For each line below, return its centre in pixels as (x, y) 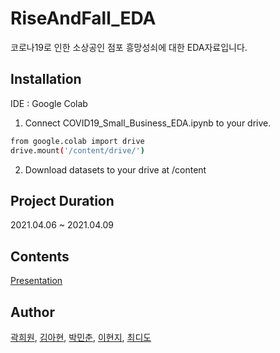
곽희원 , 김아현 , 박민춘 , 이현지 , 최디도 (81, 337)
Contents (40, 256)
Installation (46, 79)
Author (32, 312)
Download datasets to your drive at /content (115, 169)
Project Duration (62, 200)
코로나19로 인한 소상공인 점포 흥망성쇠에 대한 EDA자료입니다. (129, 47)
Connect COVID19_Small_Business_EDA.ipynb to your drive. (148, 123)
